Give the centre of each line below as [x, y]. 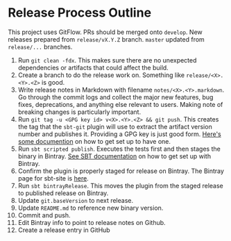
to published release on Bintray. [63, 193]
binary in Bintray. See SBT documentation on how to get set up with [114, 156]
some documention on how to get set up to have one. [94, 141]
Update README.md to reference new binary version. [91, 208]
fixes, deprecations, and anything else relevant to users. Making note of [120, 104]
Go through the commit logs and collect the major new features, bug [115, 97]
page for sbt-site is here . [53, 178]
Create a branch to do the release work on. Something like [101, 75]
